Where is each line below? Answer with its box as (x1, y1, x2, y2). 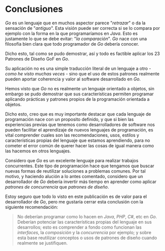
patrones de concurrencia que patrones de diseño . (5, 184, 109, 189)
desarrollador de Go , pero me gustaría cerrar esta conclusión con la (5, 198, 143, 204)
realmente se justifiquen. (17, 240, 68, 246)
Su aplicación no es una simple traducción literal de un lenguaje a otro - (5, 65, 152, 71)
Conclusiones (5, 3, 63, 15)
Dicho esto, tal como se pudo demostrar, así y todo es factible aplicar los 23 (5, 51, 160, 57)
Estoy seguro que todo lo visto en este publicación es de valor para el (5, 193, 147, 199)
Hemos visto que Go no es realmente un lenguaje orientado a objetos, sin (5, 85, 155, 91)
